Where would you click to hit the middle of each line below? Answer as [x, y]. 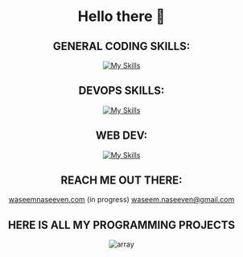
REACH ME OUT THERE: [121, 180]
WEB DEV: [121, 136]
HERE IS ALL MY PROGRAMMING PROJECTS [121, 225]
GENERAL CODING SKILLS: [121, 46]
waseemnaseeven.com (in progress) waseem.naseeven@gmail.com [121, 200]
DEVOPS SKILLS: [121, 91]
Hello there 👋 [121, 17]
